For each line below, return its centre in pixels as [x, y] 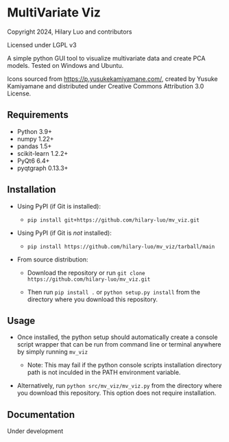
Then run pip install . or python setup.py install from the [114, 292]
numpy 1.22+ [35, 139]
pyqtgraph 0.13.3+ [43, 168]
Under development [35, 431]
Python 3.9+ [35, 131]
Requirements [38, 115]
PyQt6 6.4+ [33, 161]
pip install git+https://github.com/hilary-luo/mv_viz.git [113, 220]
